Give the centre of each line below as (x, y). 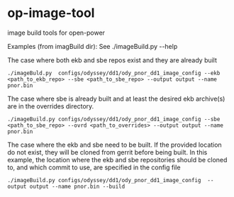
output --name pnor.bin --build (77, 186)
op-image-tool (51, 13)
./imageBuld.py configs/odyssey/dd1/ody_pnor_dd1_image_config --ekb (114, 73)
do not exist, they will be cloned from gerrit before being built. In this (107, 152)
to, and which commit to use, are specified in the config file (94, 167)
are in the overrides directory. (51, 106)
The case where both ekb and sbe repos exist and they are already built (112, 60)
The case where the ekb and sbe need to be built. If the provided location (115, 145)
